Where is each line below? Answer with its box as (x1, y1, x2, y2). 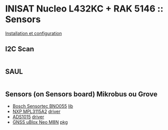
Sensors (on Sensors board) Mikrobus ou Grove (5, 90, 157, 98)
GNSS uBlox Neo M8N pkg (12, 119, 68, 125)
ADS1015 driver (12, 114, 44, 120)
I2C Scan (5, 45, 34, 53)
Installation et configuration (5, 30, 62, 36)
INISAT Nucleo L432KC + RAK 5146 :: (5, 3, 163, 15)
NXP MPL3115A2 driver (12, 108, 61, 114)
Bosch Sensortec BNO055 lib (12, 103, 73, 109)
